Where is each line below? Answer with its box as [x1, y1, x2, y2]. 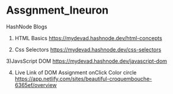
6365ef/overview [14, 81, 57, 89]
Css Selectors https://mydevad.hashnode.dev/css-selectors [14, 46, 162, 53]
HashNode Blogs [6, 23, 47, 30]
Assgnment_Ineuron [6, 4, 108, 17]
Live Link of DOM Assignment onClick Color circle [14, 69, 137, 76]
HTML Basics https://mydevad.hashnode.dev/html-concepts [14, 34, 162, 41]
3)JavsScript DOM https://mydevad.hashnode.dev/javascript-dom [6, 57, 168, 64]
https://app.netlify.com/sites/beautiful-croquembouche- [14, 75, 152, 82]
